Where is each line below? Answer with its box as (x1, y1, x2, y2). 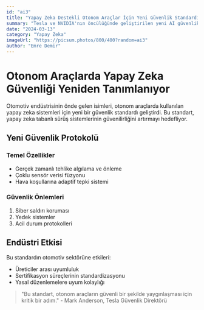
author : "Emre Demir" (6, 43, 61, 49)
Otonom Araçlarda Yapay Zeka (6, 69, 164, 83)
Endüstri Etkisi (6, 238, 63, 248)
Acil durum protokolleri (15, 220, 73, 227)
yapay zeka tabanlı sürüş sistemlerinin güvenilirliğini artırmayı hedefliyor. (6, 115, 188, 122)
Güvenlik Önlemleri (6, 193, 64, 202)
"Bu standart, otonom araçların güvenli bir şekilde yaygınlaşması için (21, 290, 192, 297)
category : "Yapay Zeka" (6, 32, 67, 38)
